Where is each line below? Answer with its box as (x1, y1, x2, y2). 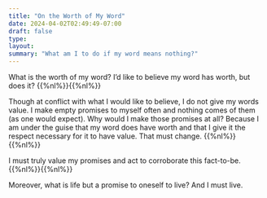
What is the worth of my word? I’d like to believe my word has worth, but (8, 73, 251, 81)
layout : (8, 42, 35, 51)
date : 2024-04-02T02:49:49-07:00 (8, 20, 122, 28)
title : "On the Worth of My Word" (8, 11, 126, 20)
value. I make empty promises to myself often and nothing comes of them (8, 105, 256, 115)
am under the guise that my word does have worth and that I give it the (8, 123, 246, 132)
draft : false (8, 27, 53, 35)
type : (8, 34, 27, 43)
